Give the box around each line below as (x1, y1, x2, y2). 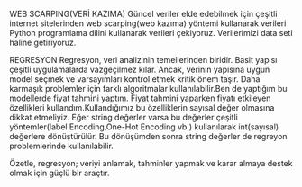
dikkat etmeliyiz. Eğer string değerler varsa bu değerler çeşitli (9, 112, 239, 122)
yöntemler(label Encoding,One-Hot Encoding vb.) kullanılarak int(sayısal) (9, 121, 279, 132)
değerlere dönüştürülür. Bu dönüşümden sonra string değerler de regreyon (9, 131, 288, 141)
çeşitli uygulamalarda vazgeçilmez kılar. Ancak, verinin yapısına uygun (9, 64, 270, 75)
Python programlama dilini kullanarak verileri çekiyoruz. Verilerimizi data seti (9, 28, 293, 38)
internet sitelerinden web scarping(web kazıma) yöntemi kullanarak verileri (9, 18, 287, 29)
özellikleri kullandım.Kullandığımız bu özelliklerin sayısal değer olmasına (9, 102, 275, 112)
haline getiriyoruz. (9, 37, 77, 48)
